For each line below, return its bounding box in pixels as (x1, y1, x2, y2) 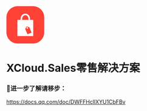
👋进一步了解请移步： (6, 84, 67, 92)
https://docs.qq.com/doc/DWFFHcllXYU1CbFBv (6, 98, 126, 105)
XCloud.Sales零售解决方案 (6, 61, 140, 75)
